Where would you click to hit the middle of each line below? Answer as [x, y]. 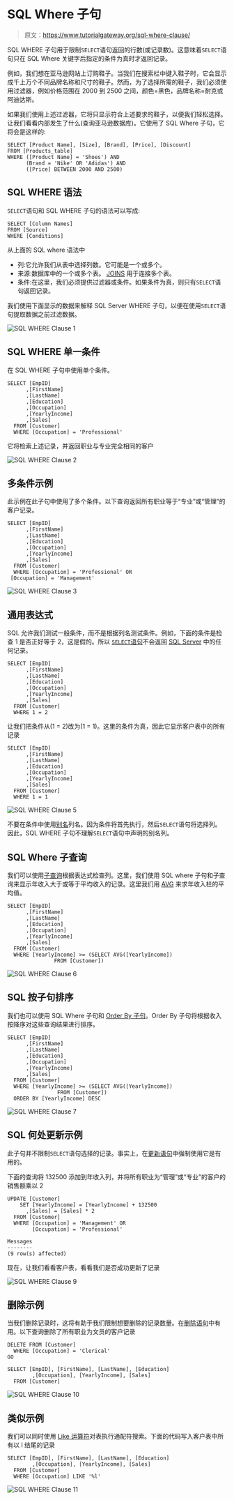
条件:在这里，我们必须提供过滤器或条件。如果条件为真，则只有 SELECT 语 [119, 282]
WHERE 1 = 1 [31, 797]
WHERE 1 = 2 [31, 713]
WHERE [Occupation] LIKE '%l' [57, 1477]
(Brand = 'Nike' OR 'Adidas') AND [76, 163]
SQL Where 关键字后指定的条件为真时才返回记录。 [99, 58]
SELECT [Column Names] [40, 224]
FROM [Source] [28, 230]
